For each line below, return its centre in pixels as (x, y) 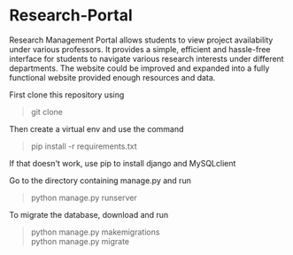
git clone (47, 112)
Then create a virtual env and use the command (96, 128)
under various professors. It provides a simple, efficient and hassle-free (140, 49)
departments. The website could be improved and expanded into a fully (139, 68)
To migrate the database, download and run (89, 214)
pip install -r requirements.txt (84, 146)
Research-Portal (71, 15)
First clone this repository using (67, 95)
